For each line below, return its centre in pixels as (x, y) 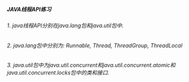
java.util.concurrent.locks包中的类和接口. (58, 73)
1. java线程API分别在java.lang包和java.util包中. (65, 25)
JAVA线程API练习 (29, 9)
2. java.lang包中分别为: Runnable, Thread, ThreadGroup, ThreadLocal (95, 45)
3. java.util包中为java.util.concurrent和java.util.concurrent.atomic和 (91, 65)
